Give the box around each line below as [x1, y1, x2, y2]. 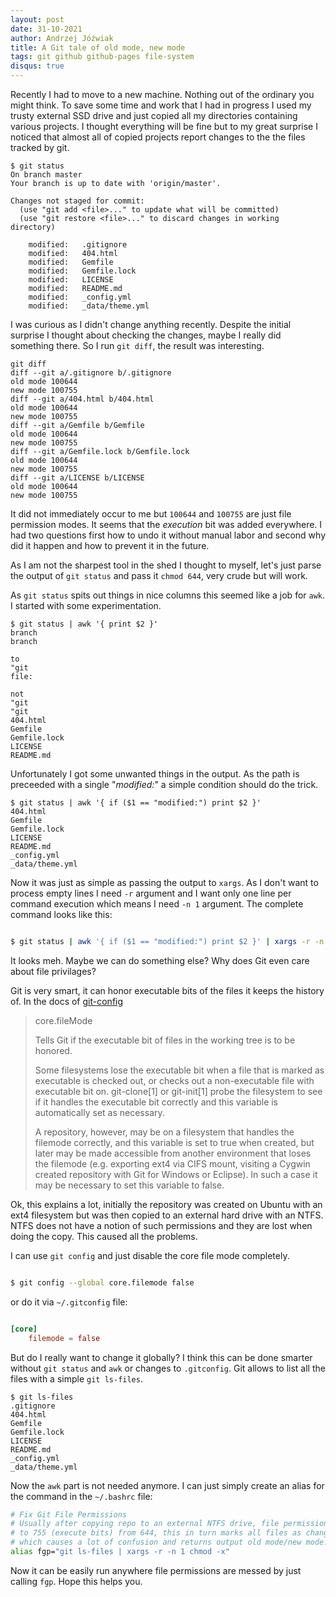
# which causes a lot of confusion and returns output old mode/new [10, 1537, 302, 1548]
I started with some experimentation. [10, 600, 162, 611]
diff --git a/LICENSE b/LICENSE [10, 473, 145, 483]
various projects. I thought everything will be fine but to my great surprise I [10, 121, 318, 132]
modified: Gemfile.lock [28, 266, 137, 276]
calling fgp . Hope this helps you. [10, 1575, 143, 1587]
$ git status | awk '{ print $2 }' [10, 619, 159, 629]
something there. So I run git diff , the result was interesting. [10, 340, 265, 351]
